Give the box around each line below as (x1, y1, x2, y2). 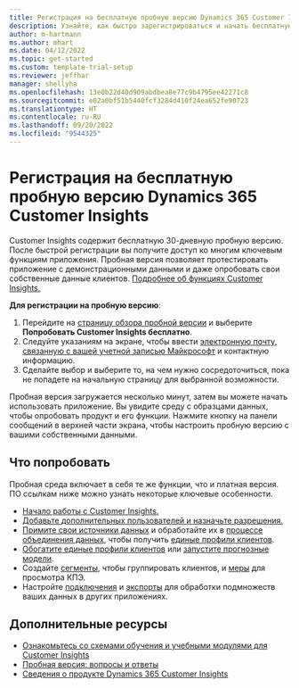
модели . (21, 552, 54, 563)
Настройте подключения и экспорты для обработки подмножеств (21, 581, 276, 592)
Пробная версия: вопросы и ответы (21, 659, 159, 670)
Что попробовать (9, 455, 111, 470)
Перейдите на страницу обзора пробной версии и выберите (21, 317, 253, 327)
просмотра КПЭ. (21, 572, 86, 583)
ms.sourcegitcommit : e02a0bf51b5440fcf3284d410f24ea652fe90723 (9, 95, 249, 105)
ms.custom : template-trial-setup (9, 63, 133, 72)
